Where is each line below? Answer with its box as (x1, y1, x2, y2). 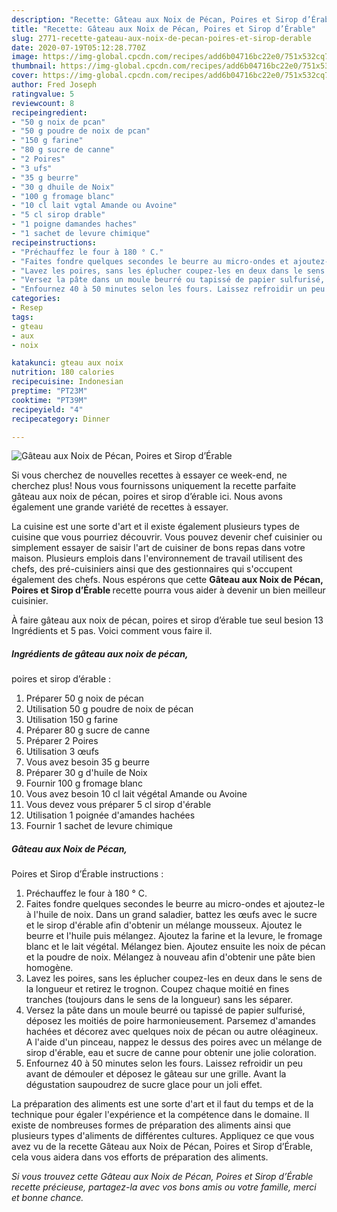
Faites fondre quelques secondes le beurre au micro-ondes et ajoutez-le (25, 898, 326, 910)
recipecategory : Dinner (11, 414, 111, 424)
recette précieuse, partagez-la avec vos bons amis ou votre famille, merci (11, 1181, 317, 1193)
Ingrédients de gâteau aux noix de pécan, (11, 647, 189, 660)
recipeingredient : (11, 107, 88, 118)
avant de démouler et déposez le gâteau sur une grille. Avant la (25, 1068, 287, 1080)
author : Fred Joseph (11, 80, 98, 90)
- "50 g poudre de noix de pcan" (11, 126, 151, 136)
